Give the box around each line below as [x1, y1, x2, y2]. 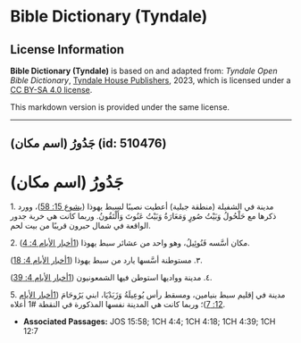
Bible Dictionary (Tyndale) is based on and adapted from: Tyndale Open [10, 65, 278, 76]
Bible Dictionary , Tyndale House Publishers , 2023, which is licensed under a [10, 75, 291, 86]
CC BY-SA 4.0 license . [10, 85, 93, 95]
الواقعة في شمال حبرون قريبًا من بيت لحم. [10, 221, 151, 231]
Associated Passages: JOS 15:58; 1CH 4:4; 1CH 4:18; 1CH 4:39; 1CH [22, 316, 276, 327]
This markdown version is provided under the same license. [10, 102, 230, 113]
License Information [10, 42, 124, 57]
